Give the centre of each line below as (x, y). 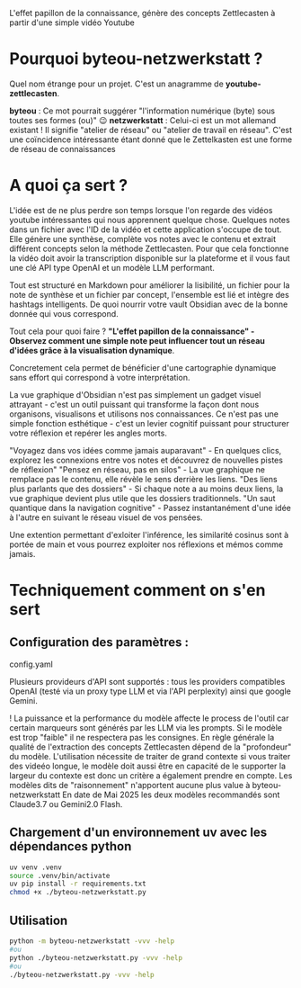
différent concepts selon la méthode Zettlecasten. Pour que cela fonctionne (149, 248)
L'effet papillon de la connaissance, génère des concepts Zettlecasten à (142, 13)
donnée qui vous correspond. (64, 313)
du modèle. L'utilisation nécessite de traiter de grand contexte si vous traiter (150, 756)
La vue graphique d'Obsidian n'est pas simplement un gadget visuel (135, 394)
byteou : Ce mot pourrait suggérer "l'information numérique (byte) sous (142, 111)
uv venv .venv (36, 867)
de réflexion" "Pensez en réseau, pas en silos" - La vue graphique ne (137, 469)
